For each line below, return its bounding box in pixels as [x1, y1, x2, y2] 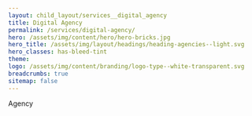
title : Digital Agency [8, 19, 83, 27]
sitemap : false [8, 77, 58, 85]
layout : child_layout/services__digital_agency [8, 11, 168, 20]
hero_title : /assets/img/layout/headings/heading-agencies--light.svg [8, 41, 245, 49]
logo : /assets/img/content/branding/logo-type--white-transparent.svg [8, 63, 245, 71]
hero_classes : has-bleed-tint [8, 48, 108, 56]
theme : [8, 56, 30, 63]
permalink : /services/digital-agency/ [8, 26, 135, 34]
